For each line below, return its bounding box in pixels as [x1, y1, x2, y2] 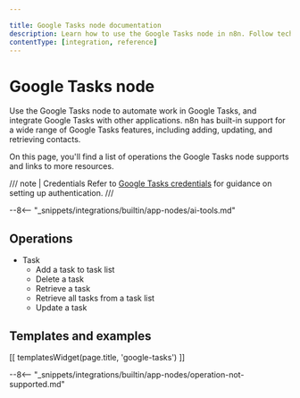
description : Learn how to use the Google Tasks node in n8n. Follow [9, 29, 274, 38]
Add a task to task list [35, 265, 115, 275]
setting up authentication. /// [9, 188, 114, 199]
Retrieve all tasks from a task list [35, 292, 154, 304]
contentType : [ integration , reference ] [9, 38, 158, 47]
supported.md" [9, 378, 65, 389]
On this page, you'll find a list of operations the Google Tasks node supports [9, 151, 289, 162]
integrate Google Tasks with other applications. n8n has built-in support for [9, 115, 286, 126]
